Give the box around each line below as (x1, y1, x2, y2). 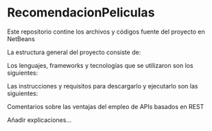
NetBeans (7, 34, 36, 43)
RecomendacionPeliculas (7, 5, 155, 21)
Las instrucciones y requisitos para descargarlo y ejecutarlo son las (7, 82, 198, 90)
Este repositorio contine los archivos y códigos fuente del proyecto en (7, 27, 205, 36)
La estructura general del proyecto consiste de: (7, 48, 141, 56)
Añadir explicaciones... (7, 115, 72, 124)
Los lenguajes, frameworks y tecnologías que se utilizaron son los (7, 61, 193, 69)
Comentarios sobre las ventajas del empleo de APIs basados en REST (7, 102, 204, 110)
